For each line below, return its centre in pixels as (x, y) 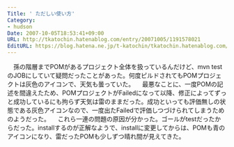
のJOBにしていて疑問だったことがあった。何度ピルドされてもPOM (102, 75)
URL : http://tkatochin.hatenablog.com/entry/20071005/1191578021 (104, 40)
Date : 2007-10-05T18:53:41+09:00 (56, 33)
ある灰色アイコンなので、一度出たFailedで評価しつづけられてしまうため (122, 110)
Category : (22, 20)
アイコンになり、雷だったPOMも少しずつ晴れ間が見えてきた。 (96, 136)
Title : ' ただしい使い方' (41, 14)
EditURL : (20, 46)
